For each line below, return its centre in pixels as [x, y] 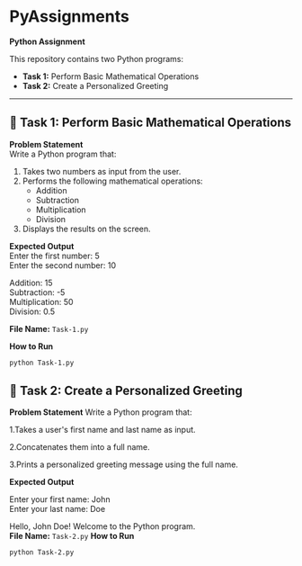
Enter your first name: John [60, 499]
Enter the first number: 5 [55, 256]
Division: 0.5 [32, 311]
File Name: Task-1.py [49, 328]
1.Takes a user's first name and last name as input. [102, 430]
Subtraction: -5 [37, 292]
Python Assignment [47, 41]
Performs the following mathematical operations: [113, 181]
